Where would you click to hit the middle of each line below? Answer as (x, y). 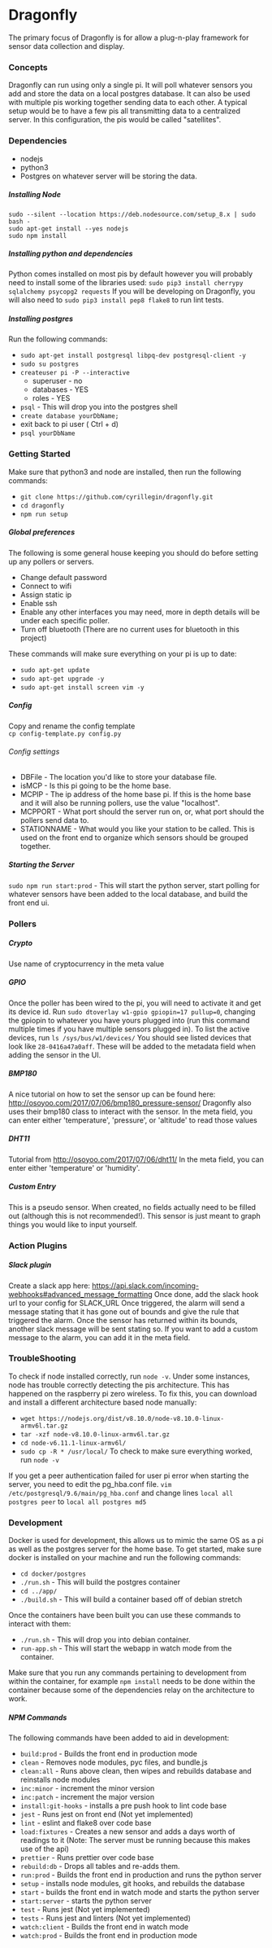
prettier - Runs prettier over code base (87, 1858)
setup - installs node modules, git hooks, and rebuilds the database (132, 1884)
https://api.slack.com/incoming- (146, 1286)
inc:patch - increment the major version (87, 1797)
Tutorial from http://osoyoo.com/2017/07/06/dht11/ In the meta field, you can (136, 1159)
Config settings (34, 752)
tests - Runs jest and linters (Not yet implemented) (105, 1918)
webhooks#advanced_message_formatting (80, 1294)
